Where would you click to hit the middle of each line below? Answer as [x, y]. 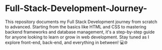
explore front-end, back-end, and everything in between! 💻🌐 [66, 42]
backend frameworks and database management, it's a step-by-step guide [80, 32]
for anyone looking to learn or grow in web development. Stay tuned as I [77, 37]
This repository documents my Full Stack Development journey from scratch [81, 22]
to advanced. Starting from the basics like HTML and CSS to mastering [76, 26]
